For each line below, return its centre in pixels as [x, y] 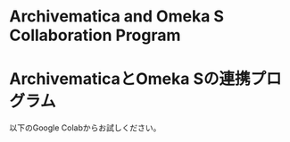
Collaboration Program [95, 35]
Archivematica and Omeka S [117, 17]
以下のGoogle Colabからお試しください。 [85, 128]
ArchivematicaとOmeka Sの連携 [130, 79]
